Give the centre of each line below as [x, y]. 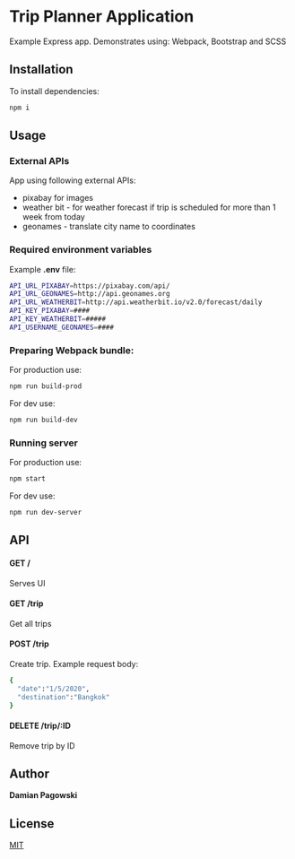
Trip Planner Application [102, 17]
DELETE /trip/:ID [40, 726]
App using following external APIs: [73, 180]
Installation [41, 69]
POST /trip [29, 644]
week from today [53, 217]
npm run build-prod [46, 386]
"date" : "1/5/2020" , [54, 689]
